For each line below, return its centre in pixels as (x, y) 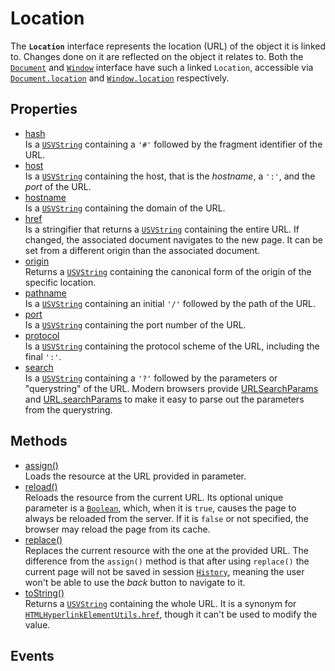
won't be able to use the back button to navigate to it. (135, 582)
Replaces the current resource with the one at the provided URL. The (166, 550)
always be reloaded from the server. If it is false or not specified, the (167, 518)
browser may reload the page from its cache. (117, 529)
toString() (44, 593)
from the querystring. (68, 409)
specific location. (60, 282)
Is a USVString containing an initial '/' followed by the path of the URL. (170, 303)
